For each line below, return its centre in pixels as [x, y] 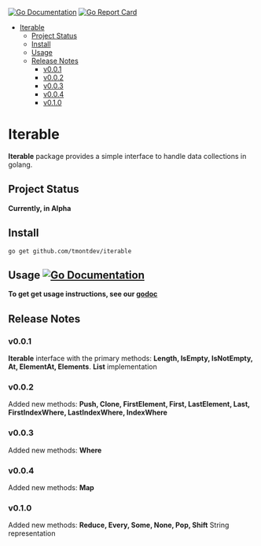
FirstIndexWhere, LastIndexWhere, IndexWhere [88, 412]
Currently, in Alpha [40, 208]
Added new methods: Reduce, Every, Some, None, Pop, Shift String [119, 525]
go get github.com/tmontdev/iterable [70, 251]
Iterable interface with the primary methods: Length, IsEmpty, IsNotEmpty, [130, 359]
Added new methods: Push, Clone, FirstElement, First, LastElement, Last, [129, 404]
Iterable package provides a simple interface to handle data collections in [127, 156]
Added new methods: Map [51, 487]
